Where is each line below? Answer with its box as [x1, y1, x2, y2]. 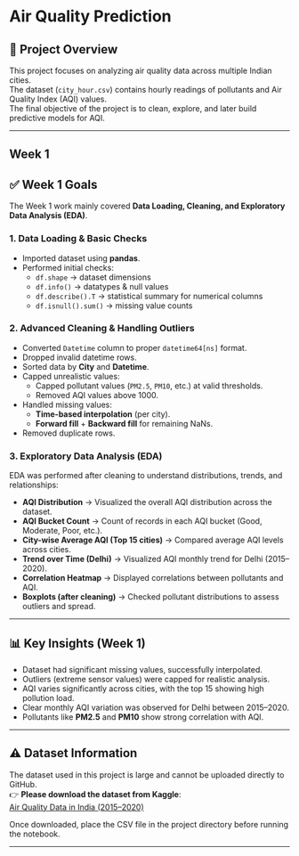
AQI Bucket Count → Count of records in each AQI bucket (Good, [21, 516, 263, 526]
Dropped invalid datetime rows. [21, 352, 137, 363]
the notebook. [9, 828, 61, 839]
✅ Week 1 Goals [9, 176, 98, 192]
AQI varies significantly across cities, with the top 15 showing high [21, 683, 264, 694]
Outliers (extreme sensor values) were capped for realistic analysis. [21, 673, 270, 684]
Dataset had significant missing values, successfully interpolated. [21, 664, 263, 674]
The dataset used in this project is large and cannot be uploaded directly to [9, 769, 285, 780]
